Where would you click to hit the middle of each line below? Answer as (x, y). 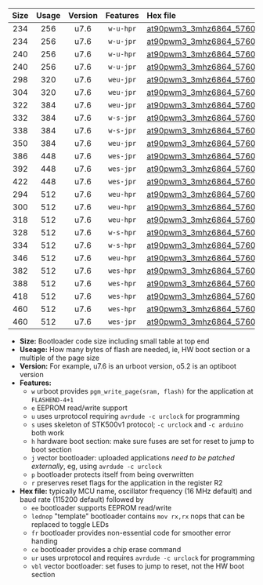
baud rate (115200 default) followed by (81, 500)
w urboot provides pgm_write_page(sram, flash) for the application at (142, 391)
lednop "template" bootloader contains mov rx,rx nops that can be (138, 516)
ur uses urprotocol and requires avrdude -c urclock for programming (143, 558)
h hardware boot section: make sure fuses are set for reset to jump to (142, 441)
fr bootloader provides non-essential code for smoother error (131, 533)
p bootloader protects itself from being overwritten (112, 474)
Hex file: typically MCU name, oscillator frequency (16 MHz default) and (136, 491)
